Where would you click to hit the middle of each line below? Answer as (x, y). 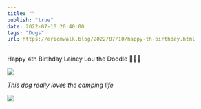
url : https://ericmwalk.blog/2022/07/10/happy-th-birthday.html (101, 39)
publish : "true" (30, 20)
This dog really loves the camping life (60, 85)
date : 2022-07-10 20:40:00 (46, 26)
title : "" (21, 13)
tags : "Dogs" (26, 33)
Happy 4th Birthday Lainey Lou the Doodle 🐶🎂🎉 (74, 59)
